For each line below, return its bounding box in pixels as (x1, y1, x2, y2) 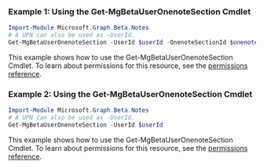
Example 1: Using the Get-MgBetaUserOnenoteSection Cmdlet (8, 6, 251, 17)
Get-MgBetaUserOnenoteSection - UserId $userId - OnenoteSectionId (8, 38, 226, 47)
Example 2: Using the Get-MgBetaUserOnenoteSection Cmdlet (8, 88, 253, 99)
